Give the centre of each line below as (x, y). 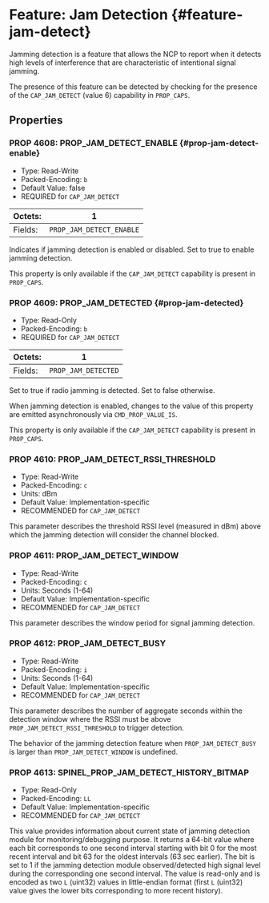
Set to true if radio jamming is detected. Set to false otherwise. (112, 390)
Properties (36, 121)
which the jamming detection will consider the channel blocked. (114, 535)
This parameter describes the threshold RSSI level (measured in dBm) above (135, 526)
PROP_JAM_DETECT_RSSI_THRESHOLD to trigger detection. (97, 727)
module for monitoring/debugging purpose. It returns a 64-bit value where (132, 840)
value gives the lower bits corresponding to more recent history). (116, 891)
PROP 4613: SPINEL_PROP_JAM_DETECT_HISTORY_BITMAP (129, 772)
